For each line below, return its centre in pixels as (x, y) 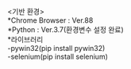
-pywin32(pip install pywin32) (56, 48)
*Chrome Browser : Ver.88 (50, 20)
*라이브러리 (25, 39)
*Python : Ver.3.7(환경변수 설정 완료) (65, 29)
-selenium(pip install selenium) (58, 56)
